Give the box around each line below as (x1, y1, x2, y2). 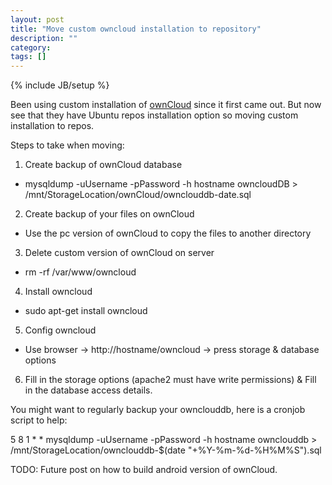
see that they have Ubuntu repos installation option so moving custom (10, 109, 299, 121)
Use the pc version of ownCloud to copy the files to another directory (24, 227, 312, 240)
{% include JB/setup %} (10, 79, 110, 91)
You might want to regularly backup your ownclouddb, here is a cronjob (10, 404, 306, 416)
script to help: (10, 414, 68, 426)
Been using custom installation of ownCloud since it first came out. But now (10, 99, 322, 111)
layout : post (10, 14, 65, 25)
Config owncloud (24, 324, 97, 336)
